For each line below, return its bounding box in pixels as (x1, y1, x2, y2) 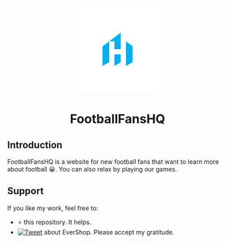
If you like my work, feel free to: (7, 204, 99, 212)
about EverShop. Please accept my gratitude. (44, 228, 175, 236)
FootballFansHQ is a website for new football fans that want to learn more (7, 158, 219, 166)
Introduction (7, 139, 63, 151)
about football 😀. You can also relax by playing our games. (7, 165, 177, 173)
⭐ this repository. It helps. (17, 218, 92, 226)
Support (7, 185, 44, 197)
